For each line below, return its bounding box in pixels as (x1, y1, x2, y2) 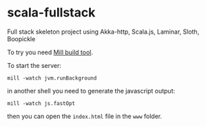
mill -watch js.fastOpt (7, 100, 76, 107)
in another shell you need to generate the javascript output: (7, 86, 176, 95)
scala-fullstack (7, 5, 96, 21)
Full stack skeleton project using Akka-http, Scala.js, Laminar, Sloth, (7, 27, 200, 36)
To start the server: (7, 61, 62, 69)
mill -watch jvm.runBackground (7, 74, 97, 82)
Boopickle (7, 34, 36, 43)
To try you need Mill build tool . (7, 48, 94, 56)
